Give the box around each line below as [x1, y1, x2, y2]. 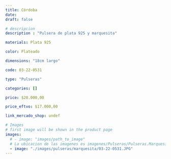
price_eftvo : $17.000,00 [5, 104, 58, 109]
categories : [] [5, 86, 38, 91]
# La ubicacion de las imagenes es [10, 141, 85, 146]
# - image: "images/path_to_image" [10, 137, 85, 142]
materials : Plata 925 [5, 40, 51, 45]
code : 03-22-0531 [5, 67, 42, 73]
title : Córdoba [5, 7, 38, 13]
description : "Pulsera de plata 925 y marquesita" [5, 31, 117, 36]
